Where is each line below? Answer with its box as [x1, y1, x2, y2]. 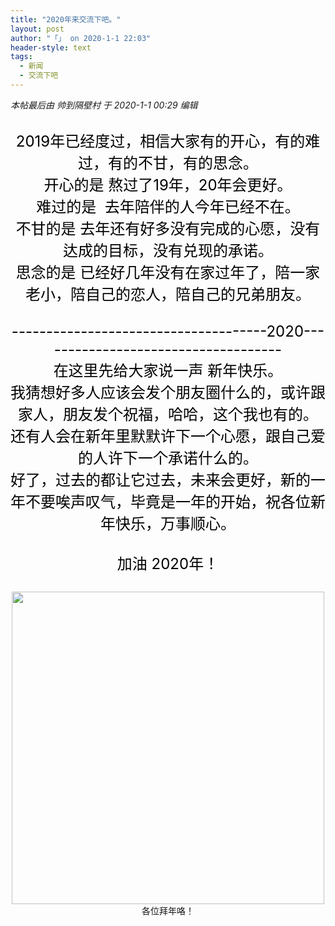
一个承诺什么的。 [137, 448, 258, 468]
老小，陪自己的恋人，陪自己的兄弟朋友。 [25, 284, 311, 304]
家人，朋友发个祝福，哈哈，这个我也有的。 [18, 404, 318, 424]
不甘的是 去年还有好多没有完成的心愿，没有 [15, 219, 321, 238]
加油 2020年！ [116, 554, 220, 573]
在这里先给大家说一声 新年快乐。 [53, 361, 283, 380]
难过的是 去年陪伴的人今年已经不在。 [36, 197, 300, 216]
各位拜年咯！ [141, 904, 195, 916]
